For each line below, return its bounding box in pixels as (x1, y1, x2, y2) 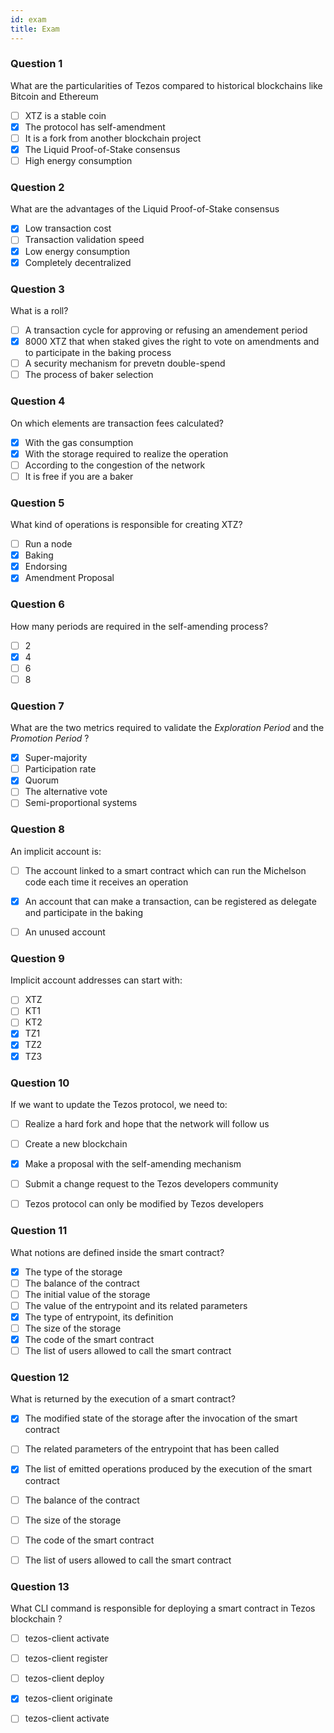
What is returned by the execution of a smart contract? (10, 1393, 236, 1405)
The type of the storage (24, 1266, 123, 1278)
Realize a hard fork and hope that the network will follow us (24, 1117, 270, 1130)
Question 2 (10, 181, 65, 195)
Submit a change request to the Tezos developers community (24, 1178, 279, 1190)
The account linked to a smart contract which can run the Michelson (24, 864, 307, 876)
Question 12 (10, 1370, 70, 1384)
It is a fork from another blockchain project (24, 132, 202, 144)
